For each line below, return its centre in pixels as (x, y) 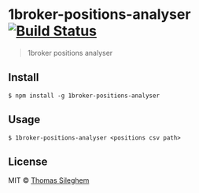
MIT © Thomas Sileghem (49, 180)
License (28, 161)
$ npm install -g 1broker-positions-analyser (84, 96)
